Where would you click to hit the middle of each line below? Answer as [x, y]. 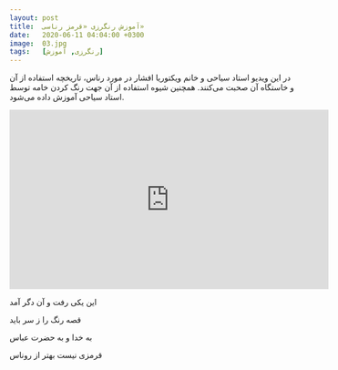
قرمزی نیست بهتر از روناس [56, 355]
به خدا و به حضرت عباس [51, 337]
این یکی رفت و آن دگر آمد [53, 303]
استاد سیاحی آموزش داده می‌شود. [67, 98]
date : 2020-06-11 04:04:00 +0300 [77, 35]
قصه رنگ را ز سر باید [46, 320]
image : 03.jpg [38, 43]
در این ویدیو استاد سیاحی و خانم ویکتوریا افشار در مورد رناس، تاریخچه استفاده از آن [150, 77]
